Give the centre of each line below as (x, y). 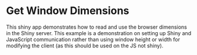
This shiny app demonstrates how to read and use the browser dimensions (96, 27)
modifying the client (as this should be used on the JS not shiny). (85, 46)
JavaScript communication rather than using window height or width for (93, 39)
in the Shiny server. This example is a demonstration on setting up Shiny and (99, 33)
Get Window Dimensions (68, 11)
